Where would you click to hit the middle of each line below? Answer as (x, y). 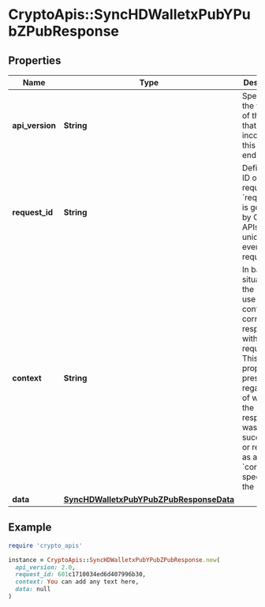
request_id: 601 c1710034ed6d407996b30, (81, 575)
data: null (33, 590)
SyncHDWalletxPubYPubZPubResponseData (149, 499)
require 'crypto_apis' (45, 545)
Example (30, 528)
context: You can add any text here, (77, 582)
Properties (35, 60)
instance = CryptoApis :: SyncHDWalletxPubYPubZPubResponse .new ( (114, 560)
